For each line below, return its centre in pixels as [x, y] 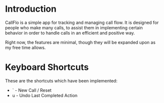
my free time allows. [25, 47]
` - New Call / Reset [32, 90]
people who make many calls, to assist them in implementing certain [74, 27]
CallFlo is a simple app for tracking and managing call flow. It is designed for [82, 22]
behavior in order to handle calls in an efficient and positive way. [70, 33]
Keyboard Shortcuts [47, 67]
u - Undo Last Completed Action [45, 95]
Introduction [31, 9]
